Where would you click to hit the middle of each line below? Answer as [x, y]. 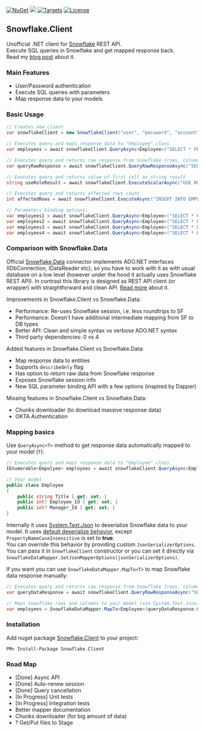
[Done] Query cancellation [48, 691]
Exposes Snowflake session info [55, 379]
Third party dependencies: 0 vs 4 [57, 337]
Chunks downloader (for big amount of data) [71, 716]
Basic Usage [25, 114]
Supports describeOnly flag [49, 367]
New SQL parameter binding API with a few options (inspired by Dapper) [106, 386]
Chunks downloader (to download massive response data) [88, 410]
